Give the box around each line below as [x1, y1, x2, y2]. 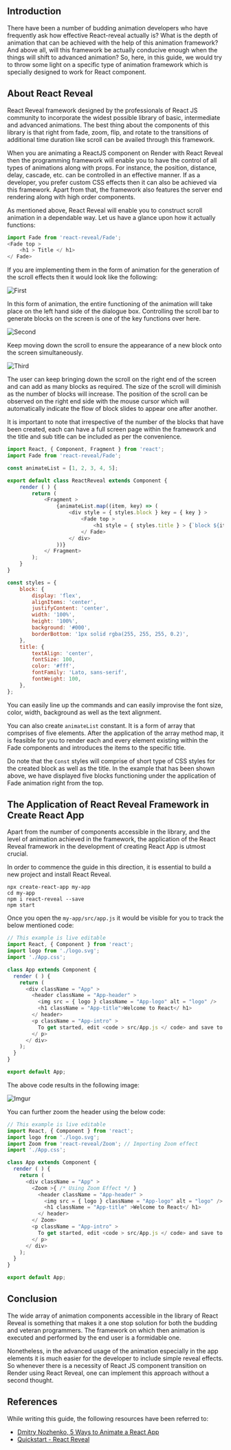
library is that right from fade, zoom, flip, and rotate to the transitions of [7, 128, 209, 137]
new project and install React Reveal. [7, 870, 111, 878]
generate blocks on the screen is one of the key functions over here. [7, 314, 201, 323]
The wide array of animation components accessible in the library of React [7, 1311, 219, 1320]
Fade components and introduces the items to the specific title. [7, 743, 186, 752]
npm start [7, 902, 36, 909]
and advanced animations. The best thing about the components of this [7, 121, 210, 129]
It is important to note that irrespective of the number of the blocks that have [7, 418, 224, 426]
